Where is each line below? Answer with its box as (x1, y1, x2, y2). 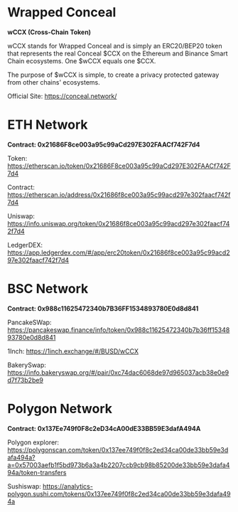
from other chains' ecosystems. (7, 78, 101, 86)
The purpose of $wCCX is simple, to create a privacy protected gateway (7, 70, 220, 79)
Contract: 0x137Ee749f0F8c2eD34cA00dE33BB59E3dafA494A (7, 424, 201, 432)
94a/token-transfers (7, 468, 67, 476)
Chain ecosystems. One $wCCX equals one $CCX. (7, 56, 156, 65)
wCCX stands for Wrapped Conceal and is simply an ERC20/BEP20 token (7, 41, 222, 50)
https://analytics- (42, 481, 94, 491)
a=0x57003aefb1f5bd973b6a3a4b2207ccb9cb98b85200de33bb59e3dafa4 (7, 460, 230, 469)
